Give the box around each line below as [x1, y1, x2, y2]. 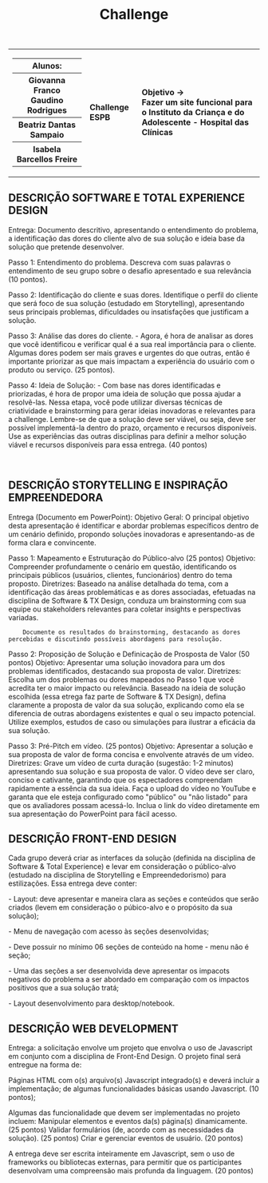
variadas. [8, 612, 39, 622]
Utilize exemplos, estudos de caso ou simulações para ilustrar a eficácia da [8, 717, 256, 727]
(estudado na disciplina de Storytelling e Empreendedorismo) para [8, 870, 227, 880]
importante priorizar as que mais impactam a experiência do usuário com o [8, 356, 255, 366]
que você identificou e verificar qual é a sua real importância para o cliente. [8, 339, 257, 349]
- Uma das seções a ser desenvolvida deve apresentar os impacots [8, 966, 230, 976]
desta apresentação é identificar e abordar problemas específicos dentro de [8, 520, 259, 530]
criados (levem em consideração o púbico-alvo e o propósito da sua [8, 902, 233, 912]
